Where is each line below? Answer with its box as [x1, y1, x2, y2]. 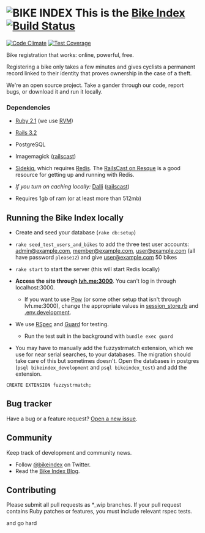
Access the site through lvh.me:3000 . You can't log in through [15, 277, 176, 285]
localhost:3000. [15, 284, 55, 291]
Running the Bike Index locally [6, 212, 124, 223]
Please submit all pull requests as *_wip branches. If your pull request [6, 501, 182, 509]
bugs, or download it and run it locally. [6, 88, 103, 95]
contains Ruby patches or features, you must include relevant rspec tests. [6, 508, 193, 515]
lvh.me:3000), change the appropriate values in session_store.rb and [24, 302, 199, 310]
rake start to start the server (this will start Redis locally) [15, 266, 160, 273]
